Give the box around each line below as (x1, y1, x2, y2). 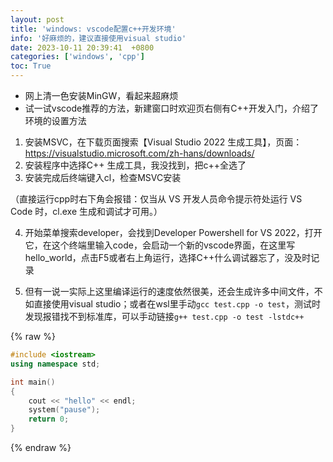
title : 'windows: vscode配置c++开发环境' (10, 24, 177, 34)
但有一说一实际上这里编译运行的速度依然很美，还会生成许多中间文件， (24, 286, 315, 297)
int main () (10, 377, 56, 387)
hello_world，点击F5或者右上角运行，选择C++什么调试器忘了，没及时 (24, 252, 312, 263)
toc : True (10, 61, 52, 71)
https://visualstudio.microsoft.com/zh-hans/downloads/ (24, 147, 255, 159)
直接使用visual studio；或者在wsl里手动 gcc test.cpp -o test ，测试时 (33, 298, 321, 310)
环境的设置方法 (24, 115, 87, 126)
